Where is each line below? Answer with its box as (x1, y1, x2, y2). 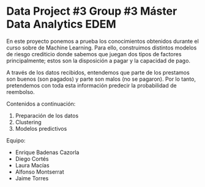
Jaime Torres (15, 174, 49, 182)
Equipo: (6, 136, 26, 144)
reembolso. (6, 88, 35, 95)
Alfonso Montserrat (15, 168, 64, 175)
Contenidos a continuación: (6, 100, 76, 108)
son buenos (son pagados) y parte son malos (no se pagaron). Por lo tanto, (6, 75, 196, 82)
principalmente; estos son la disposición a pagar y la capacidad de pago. (6, 57, 191, 64)
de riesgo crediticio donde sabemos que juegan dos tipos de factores (6, 50, 182, 57)
